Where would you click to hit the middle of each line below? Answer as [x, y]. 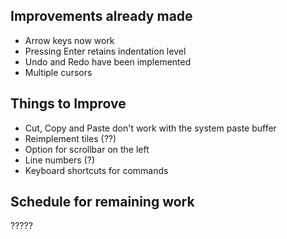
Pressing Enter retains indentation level [105, 51]
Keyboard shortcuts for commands [96, 170]
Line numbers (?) [59, 160]
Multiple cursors [58, 72]
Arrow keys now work [69, 40]
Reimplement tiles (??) [70, 138]
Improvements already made [101, 16]
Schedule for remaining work [102, 202]
